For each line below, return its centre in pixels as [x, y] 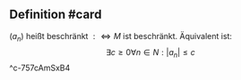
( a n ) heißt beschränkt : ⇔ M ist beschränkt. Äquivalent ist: [121, 37]
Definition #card [56, 15]
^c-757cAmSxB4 [40, 68]
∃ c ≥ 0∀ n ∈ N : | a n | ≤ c [151, 53]
